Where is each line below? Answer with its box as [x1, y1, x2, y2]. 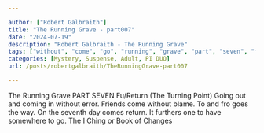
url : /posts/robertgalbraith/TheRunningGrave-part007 [8, 62, 189, 71]
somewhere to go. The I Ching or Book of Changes [8, 116, 173, 125]
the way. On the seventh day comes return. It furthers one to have [8, 107, 222, 116]
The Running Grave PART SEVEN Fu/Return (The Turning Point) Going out [8, 91, 246, 100]
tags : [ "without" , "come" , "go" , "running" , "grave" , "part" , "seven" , [8, 48, 248, 56]
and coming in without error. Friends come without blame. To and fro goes [8, 99, 249, 109]
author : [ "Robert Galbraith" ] [8, 18, 108, 26]
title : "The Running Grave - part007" [8, 25, 135, 34]
